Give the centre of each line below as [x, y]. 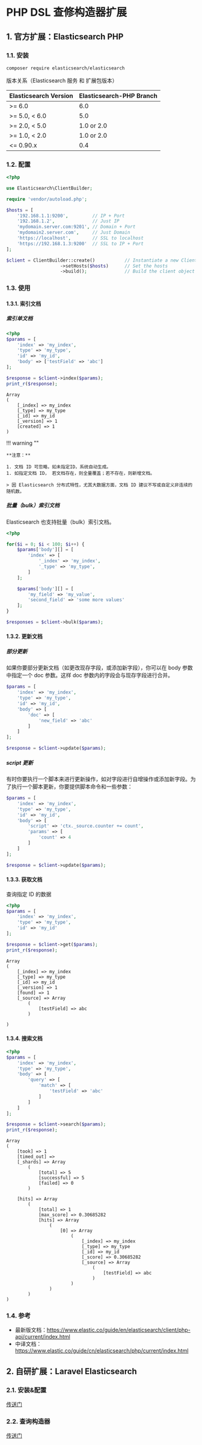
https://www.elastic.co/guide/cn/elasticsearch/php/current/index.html [102, 1351]
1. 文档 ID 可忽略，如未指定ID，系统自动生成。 [59, 467]
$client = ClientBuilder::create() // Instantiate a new [93, 260]
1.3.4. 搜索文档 [25, 1038]
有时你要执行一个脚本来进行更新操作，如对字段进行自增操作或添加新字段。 [98, 779]
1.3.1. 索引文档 [24, 303]
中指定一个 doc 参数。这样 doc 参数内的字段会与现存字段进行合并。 [90, 675]
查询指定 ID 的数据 [29, 894]
